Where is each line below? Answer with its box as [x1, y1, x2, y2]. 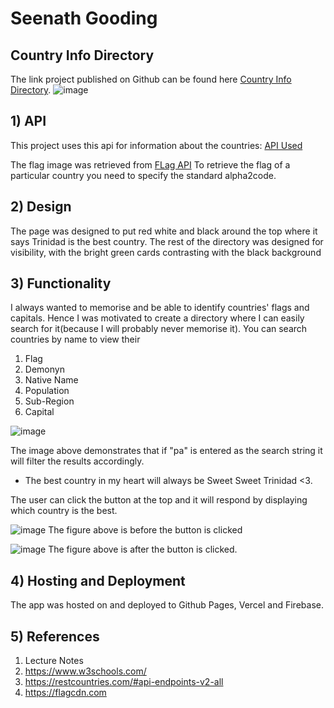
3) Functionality [10, 275, 112, 292]
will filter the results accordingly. [10, 455, 145, 467]
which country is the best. [10, 505, 118, 517]
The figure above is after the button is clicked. [48, 543, 238, 556]
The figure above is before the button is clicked [48, 524, 243, 536]
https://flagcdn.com [24, 687, 107, 699]
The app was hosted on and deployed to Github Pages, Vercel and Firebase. [10, 599, 324, 611]
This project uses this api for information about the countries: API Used [10, 139, 303, 151]
